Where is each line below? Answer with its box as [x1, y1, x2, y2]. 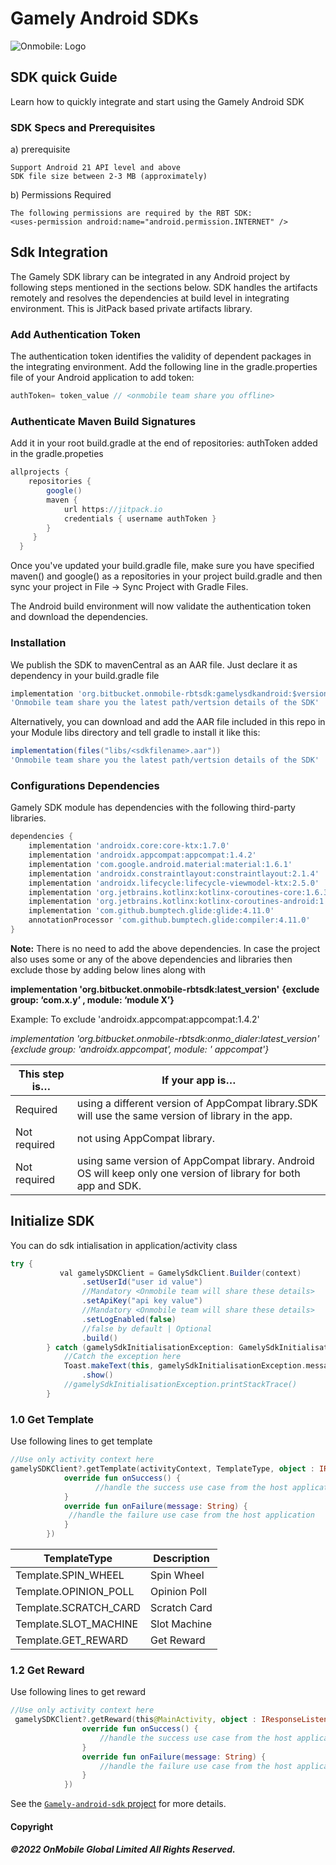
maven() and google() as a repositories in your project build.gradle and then [10, 570, 323, 582]
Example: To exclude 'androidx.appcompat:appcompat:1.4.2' [10, 1013, 260, 1025]
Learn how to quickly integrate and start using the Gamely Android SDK [10, 95, 305, 107]
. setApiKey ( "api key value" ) [81, 1296, 203, 1306]
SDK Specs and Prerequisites [10, 120, 156, 134]
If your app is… [161, 1073, 237, 1087]
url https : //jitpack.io [63, 504, 163, 514]
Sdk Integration [10, 244, 109, 261]
